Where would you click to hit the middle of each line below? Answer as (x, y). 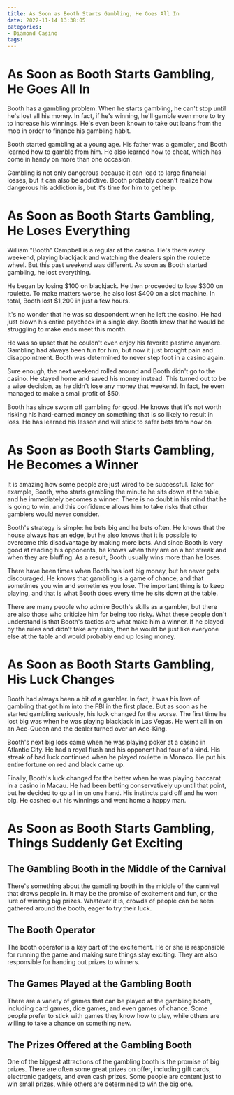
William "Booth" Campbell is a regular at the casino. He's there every (106, 250)
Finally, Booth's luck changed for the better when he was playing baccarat (114, 778)
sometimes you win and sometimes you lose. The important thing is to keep (116, 585)
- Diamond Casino (32, 33)
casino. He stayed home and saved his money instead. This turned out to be (117, 379)
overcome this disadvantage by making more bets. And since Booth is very (115, 542)
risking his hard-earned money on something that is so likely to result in (110, 414)
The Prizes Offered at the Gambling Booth (100, 1045)
